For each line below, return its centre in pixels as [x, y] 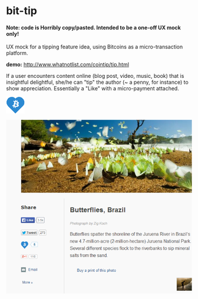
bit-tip [22, 11]
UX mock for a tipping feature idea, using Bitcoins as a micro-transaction [95, 47]
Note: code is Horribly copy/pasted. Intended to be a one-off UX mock [93, 27]
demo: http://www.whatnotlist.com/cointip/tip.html [68, 65]
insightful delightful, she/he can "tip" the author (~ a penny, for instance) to [97, 82]
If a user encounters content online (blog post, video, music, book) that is [95, 76]
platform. [17, 53]
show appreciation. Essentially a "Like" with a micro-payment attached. [93, 88]
